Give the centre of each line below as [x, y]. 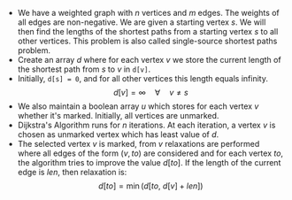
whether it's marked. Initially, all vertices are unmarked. [118, 115]
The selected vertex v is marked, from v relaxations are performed [138, 144]
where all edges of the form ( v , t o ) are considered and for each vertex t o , [150, 153]
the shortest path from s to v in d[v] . [84, 69]
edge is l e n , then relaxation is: [72, 172]
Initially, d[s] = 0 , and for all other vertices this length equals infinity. [142, 78]
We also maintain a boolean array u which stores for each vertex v [138, 106]
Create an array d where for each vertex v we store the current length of [149, 60]
